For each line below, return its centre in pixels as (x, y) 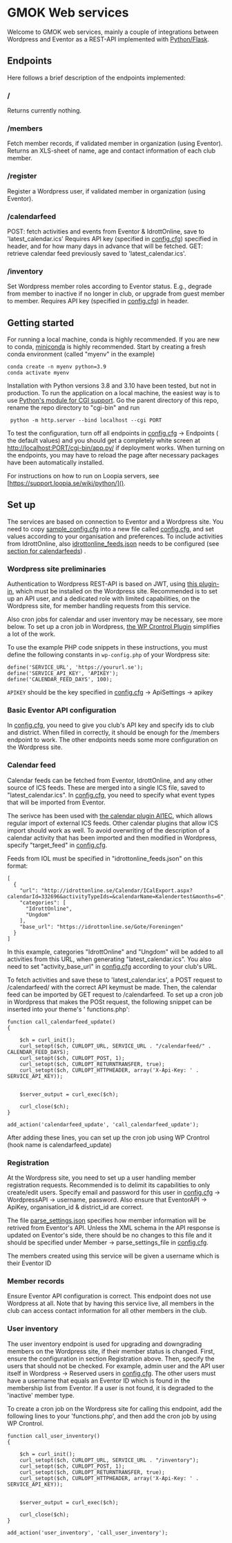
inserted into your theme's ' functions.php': (68, 1009)
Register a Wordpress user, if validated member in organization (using (106, 191)
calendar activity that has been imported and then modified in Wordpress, (112, 837)
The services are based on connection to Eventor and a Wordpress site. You (115, 521)
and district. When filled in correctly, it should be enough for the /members (113, 732)
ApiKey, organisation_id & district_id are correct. (75, 1207)
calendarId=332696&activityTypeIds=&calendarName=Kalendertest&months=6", (117, 896)
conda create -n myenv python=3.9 (57, 367)
